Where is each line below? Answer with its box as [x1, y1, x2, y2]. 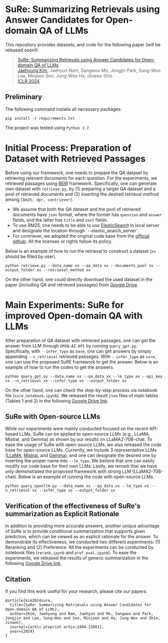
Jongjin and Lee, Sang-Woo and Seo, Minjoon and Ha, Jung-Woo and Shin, [5, 616, 160, 621]
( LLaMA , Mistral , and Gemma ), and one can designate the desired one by [5, 452, 156, 459]
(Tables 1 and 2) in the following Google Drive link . [5, 398, 109, 404]
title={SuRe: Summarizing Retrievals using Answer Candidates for [10, 603, 151, 608]
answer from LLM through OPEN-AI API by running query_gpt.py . [5, 342, 138, 348]
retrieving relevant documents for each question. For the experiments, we [5, 175, 157, 181]
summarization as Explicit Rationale [5, 510, 119, 518]
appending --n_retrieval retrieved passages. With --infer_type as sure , [5, 353, 156, 360]
